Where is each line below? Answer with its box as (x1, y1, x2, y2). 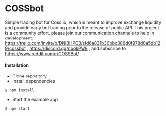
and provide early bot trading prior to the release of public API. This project (5, 24, 159, 30)
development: (5, 35, 33, 41)
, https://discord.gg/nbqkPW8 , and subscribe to (27, 45, 126, 51)
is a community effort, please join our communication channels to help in (5, 30, 154, 36)
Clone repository (12, 73, 47, 79)
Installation (5, 62, 29, 68)
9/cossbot (5, 45, 26, 51)
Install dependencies (12, 78, 56, 84)
